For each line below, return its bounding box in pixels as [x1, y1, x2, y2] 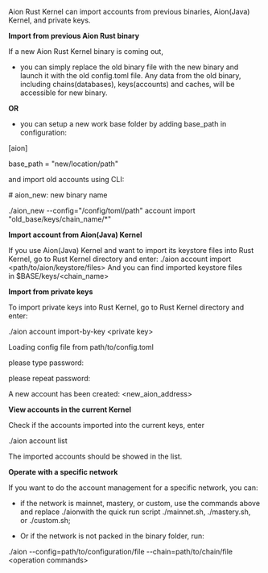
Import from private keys [8, 287, 93, 297]
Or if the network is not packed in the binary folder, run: [19, 531, 205, 541]
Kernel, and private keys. [8, 15, 91, 25]
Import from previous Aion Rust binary [8, 31, 139, 40]
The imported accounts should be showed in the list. [8, 451, 183, 461]
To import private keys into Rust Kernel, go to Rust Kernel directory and [8, 302, 245, 312]
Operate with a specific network [8, 467, 118, 476]
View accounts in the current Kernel [8, 405, 131, 414]
